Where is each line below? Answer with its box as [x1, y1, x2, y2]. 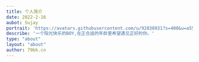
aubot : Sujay [6, 19, 38, 25]
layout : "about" [6, 42, 46, 48]
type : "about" [6, 36, 41, 42]
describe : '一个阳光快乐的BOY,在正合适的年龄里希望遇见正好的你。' [6, 31, 155, 37]
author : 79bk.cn [6, 47, 46, 53]
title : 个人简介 [6, 8, 43, 15]
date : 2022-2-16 [6, 14, 46, 20]
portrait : [6, 25, 31, 31]
